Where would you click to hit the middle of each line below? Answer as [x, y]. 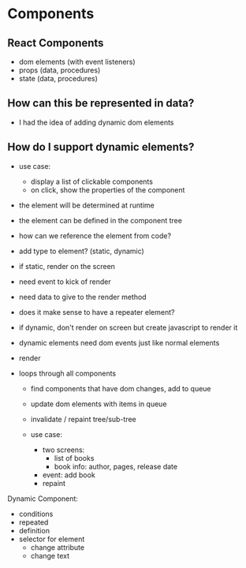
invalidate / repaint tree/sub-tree [84, 419]
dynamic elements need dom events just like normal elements [119, 342]
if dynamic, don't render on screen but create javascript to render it [128, 327]
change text [50, 555]
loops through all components [67, 373]
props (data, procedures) [60, 70]
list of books [74, 458]
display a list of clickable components [91, 181]
